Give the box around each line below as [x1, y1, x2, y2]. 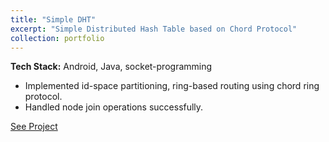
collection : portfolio [10, 33, 105, 43]
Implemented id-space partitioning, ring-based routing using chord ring [24, 80, 320, 92]
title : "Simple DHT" [10, 14, 97, 25]
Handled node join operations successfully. [24, 101, 204, 113]
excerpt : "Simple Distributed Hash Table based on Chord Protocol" [10, 24, 298, 34]
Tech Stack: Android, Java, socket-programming [10, 61, 213, 73]
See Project [10, 121, 58, 133]
